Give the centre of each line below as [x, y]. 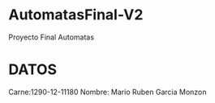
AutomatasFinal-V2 [76, 15]
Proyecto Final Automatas [52, 37]
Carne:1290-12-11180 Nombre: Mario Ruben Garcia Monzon [107, 92]
